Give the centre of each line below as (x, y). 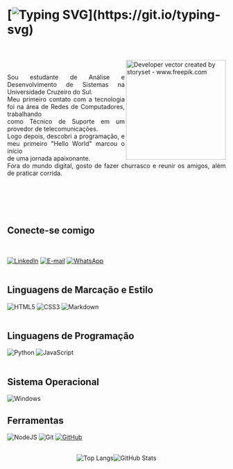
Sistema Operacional (53, 382)
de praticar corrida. (35, 173)
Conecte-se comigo (51, 230)
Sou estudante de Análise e (66, 77)
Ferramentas (35, 420)
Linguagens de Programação (71, 336)
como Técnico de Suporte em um (66, 121)
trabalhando (25, 114)
